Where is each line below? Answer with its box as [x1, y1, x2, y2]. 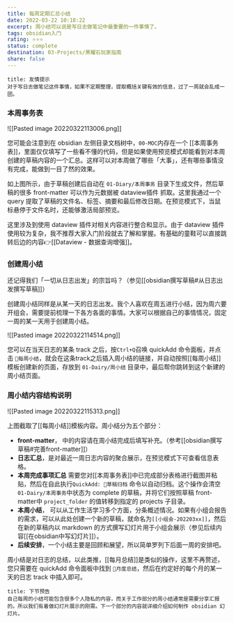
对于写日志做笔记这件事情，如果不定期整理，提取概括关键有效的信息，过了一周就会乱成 [7, 83, 220, 90]
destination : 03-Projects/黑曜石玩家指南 [7, 49, 122, 56]
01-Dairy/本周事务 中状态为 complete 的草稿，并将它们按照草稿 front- [17, 488, 212, 496]
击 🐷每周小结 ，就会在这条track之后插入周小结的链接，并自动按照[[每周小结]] [7, 354, 221, 363]
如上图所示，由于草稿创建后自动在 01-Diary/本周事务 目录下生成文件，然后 [7, 180, 218, 188]
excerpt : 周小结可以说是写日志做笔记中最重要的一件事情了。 [7, 23, 160, 30]
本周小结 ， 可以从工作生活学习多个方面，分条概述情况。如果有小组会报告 [17, 505, 227, 514]
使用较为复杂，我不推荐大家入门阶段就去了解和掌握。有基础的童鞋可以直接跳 [7, 229, 227, 237]
